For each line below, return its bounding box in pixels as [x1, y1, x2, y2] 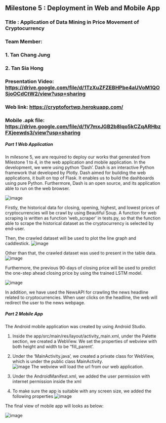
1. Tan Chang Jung [5, 51, 50, 58]
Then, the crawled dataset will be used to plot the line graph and [5, 235, 136, 241]
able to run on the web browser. [5, 185, 70, 191]
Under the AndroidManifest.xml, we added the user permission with [12, 373, 150, 379]
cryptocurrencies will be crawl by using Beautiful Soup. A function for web [5, 210, 157, 215]
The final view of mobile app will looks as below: [5, 403, 104, 409]
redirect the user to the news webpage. [5, 299, 85, 305]
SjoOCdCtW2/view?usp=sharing [5, 90, 85, 97]
